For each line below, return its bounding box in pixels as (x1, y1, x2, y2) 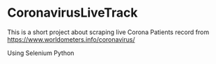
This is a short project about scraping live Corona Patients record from (7, 28, 210, 36)
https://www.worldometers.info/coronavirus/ (7, 35, 135, 43)
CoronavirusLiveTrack (7, 5, 138, 21)
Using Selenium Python (7, 49, 75, 57)
